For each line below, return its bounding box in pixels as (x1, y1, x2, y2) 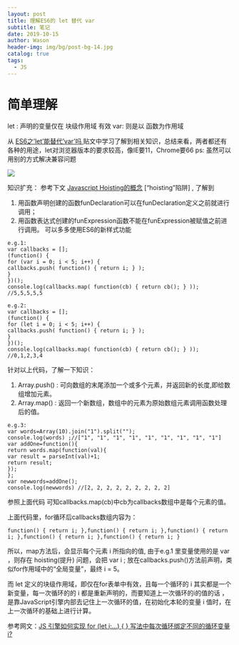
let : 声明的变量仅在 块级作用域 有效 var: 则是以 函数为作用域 (7, 121, 184, 130)
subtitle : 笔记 (7, 24, 51, 31)
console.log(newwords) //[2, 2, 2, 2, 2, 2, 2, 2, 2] (7, 484, 171, 491)
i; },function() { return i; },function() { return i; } (7, 533, 180, 540)
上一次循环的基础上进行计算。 (7, 606, 95, 615)
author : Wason (7, 37, 50, 44)
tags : (7, 57, 24, 64)
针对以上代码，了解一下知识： (7, 365, 95, 374)
